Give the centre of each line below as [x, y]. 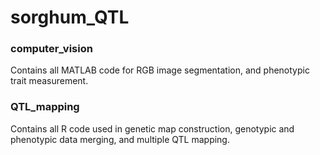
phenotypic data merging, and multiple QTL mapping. [120, 139]
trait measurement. [49, 81]
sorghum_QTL [70, 17]
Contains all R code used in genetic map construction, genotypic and [152, 128]
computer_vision [51, 49]
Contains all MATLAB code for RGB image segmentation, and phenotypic [160, 70]
